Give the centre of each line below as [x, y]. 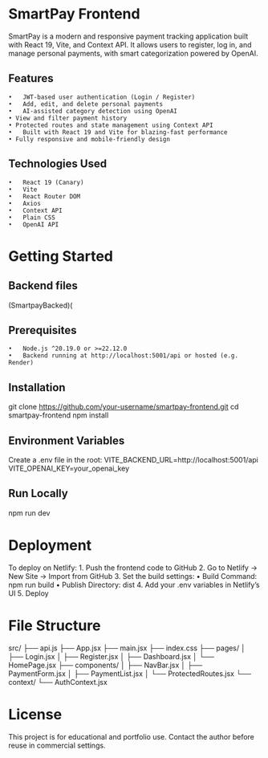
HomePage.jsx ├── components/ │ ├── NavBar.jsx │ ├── [106, 665]
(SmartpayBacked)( [41, 305]
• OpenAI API [34, 224]
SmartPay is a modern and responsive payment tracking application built [128, 36]
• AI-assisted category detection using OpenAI [93, 111]
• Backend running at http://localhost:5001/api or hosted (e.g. [124, 356]
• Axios [25, 203]
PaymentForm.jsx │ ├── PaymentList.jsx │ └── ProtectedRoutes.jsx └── [130, 673]
